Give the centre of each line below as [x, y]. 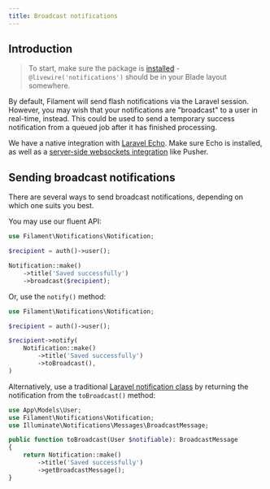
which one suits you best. [51, 206]
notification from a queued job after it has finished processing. [113, 128]
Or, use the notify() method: [57, 296]
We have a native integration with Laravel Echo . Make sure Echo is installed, [135, 143]
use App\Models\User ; [45, 410]
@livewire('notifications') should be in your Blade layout [127, 77]
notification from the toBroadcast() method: [82, 395]
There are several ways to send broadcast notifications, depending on [126, 197]
